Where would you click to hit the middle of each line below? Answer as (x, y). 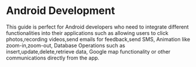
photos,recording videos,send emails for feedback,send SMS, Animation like (98, 39)
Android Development (61, 11)
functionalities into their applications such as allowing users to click (87, 33)
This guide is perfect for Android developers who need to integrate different (97, 27)
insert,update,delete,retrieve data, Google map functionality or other (88, 51)
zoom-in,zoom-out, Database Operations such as (66, 45)
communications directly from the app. (53, 58)
